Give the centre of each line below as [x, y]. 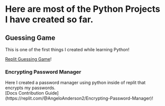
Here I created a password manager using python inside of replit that [75, 83]
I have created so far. [49, 19]
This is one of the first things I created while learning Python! [67, 50]
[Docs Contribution [25, 93]
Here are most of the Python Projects [83, 9]
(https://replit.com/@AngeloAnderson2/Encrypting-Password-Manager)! [79, 98]
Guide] [52, 93]
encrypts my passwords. [30, 88]
